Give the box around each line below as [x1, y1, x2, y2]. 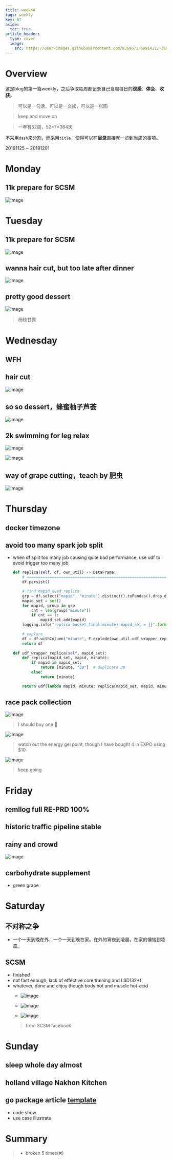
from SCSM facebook [25, 1022, 72, 1028]
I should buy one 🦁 [17, 721, 58, 727]
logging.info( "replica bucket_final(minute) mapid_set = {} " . [22, 622, 158, 627]
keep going [17, 766, 42, 773]
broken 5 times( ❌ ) [25, 1150, 64, 1156]
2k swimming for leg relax [5, 431, 90, 440]
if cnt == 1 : [31, 612, 59, 618]
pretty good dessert [5, 292, 71, 301]
